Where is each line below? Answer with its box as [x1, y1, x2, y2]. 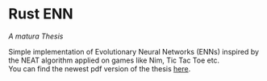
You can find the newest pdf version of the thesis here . [8, 63, 191, 73]
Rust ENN [8, 5, 74, 23]
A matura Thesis [8, 31, 64, 41]
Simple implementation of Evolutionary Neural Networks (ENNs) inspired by [8, 47, 260, 56]
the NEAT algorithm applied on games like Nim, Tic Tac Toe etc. [8, 55, 220, 65]
